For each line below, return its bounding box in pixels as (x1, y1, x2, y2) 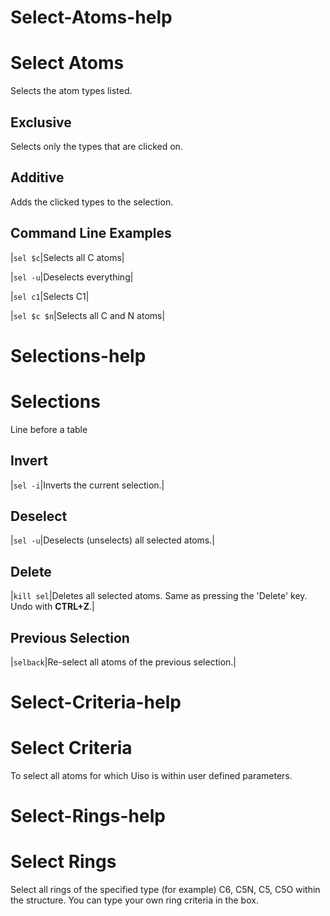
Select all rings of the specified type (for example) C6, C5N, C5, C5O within (10, 884, 321, 896)
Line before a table (10, 423, 88, 435)
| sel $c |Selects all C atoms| (10, 251, 125, 263)
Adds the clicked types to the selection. (10, 196, 174, 208)
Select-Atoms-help (10, 6, 173, 29)
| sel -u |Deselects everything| (10, 271, 134, 283)
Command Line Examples (10, 225, 172, 242)
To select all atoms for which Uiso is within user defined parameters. (10, 770, 293, 782)
